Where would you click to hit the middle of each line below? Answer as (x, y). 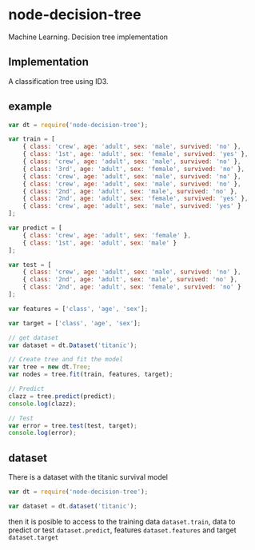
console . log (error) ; (43, 433)
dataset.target (34, 537)
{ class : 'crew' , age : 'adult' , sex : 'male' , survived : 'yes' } (132, 206)
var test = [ (30, 265)
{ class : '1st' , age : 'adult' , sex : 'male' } (100, 243)
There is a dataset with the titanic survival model (88, 477)
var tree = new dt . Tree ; (50, 367)
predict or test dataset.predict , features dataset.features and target (123, 530)
